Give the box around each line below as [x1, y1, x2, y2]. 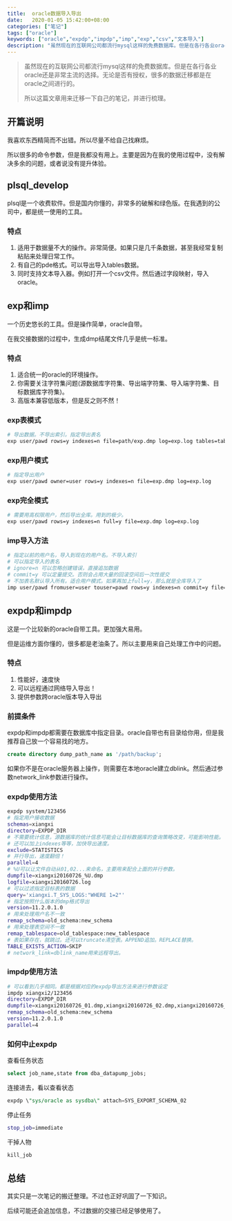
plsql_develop [7, 180, 69, 191]
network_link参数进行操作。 [12, 773, 92, 781]
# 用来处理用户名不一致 [7, 911, 66, 918]
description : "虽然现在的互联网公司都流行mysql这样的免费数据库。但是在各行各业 [7, 42, 215, 49]
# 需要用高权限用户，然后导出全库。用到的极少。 [7, 512, 126, 519]
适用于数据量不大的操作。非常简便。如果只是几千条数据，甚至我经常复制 [17, 243, 223, 252]
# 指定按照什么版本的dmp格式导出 [7, 898, 90, 905]
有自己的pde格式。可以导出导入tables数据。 [17, 261, 143, 269]
